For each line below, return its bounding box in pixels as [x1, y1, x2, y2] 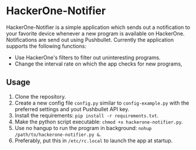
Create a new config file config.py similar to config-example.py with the [14, 99, 190, 106]
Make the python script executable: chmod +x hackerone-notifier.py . [14, 118, 183, 125]
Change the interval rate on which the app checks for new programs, [14, 60, 183, 67]
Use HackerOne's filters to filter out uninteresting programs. [14, 54, 161, 61]
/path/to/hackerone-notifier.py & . [14, 131, 102, 138]
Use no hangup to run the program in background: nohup [14, 124, 152, 131]
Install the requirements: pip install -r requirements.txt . [14, 112, 159, 119]
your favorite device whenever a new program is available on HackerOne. [6, 30, 185, 37]
